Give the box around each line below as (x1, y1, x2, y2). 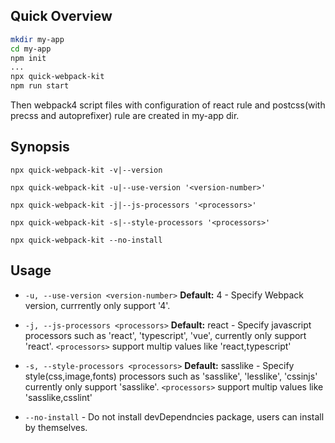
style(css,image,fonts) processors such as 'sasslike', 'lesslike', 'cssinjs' (24, 370, 318, 382)
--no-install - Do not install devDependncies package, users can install (24, 410, 325, 423)
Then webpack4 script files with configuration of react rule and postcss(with (10, 99, 326, 111)
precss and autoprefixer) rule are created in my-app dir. (10, 110, 240, 122)
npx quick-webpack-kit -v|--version (10, 165, 163, 175)
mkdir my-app (10, 34, 65, 44)
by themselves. (24, 421, 88, 433)
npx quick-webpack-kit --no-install (10, 235, 163, 245)
